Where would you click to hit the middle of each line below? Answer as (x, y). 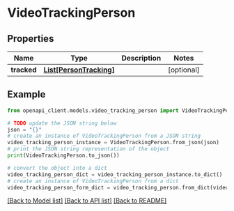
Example (26, 94)
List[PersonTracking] (79, 70)
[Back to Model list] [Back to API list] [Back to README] (87, 201)
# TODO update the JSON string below (62, 123)
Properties (31, 39)
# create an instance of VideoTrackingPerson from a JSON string (104, 136)
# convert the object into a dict (57, 168)
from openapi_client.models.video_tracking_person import (93, 110)
